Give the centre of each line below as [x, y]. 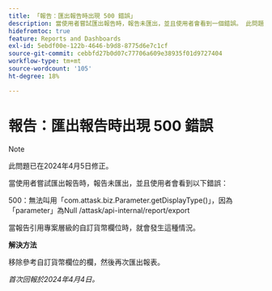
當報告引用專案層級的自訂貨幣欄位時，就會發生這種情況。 [104, 227]
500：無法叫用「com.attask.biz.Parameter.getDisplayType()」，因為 [121, 200]
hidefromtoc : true [39, 31]
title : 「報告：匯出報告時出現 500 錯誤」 [72, 16]
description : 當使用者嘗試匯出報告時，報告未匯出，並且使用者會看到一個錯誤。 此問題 [136, 24]
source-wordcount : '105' [50, 69]
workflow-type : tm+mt [45, 62]
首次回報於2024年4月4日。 [54, 279]
